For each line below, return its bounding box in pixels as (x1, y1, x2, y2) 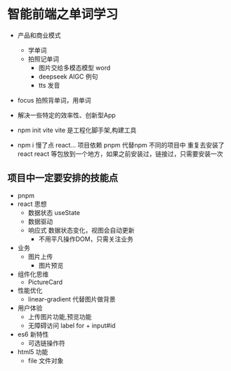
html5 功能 (17, 347, 48, 356)
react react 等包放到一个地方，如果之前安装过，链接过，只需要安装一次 (17, 149, 223, 158)
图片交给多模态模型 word (38, 63, 111, 72)
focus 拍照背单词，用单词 (17, 96, 91, 104)
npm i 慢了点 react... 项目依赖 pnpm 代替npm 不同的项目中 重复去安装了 (17, 141, 225, 149)
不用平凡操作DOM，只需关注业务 (38, 235, 133, 243)
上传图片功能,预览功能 (27, 312, 92, 320)
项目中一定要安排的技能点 (7, 172, 118, 184)
